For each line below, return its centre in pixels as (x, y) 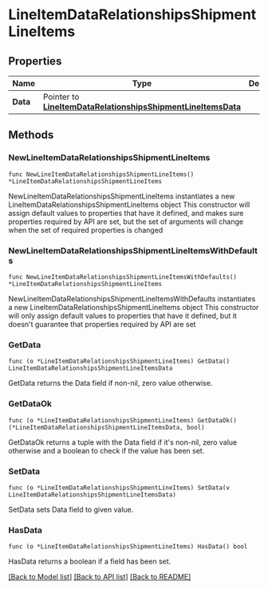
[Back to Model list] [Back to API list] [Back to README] (100, 577)
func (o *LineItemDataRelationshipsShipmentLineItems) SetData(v (119, 488)
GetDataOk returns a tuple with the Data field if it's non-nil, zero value (123, 442)
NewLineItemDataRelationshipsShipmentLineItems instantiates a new (122, 196)
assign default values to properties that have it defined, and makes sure (126, 213)
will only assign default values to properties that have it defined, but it (122, 316)
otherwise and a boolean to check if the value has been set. (106, 450)
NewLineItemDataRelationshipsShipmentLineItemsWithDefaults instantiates (132, 298)
